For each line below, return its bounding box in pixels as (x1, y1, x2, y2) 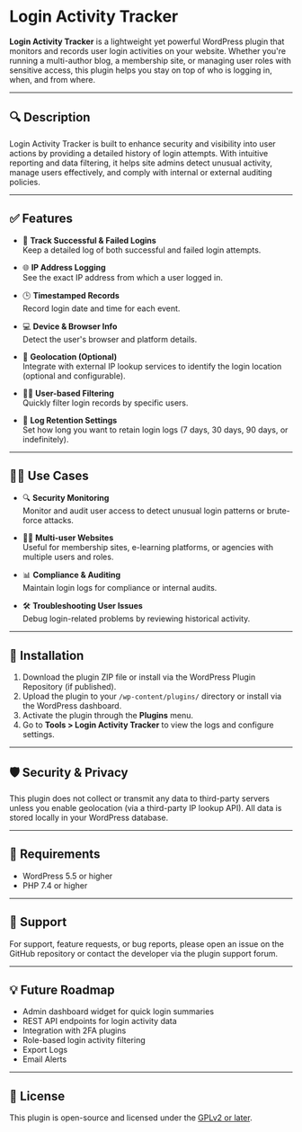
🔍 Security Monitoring (22, 493, 110, 504)
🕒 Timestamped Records (22, 290, 120, 300)
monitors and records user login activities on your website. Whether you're (9, 45, 286, 56)
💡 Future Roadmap (9, 983, 115, 998)
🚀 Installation (9, 647, 84, 663)
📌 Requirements (9, 847, 101, 862)
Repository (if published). (22, 682, 117, 692)
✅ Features (9, 211, 74, 227)
